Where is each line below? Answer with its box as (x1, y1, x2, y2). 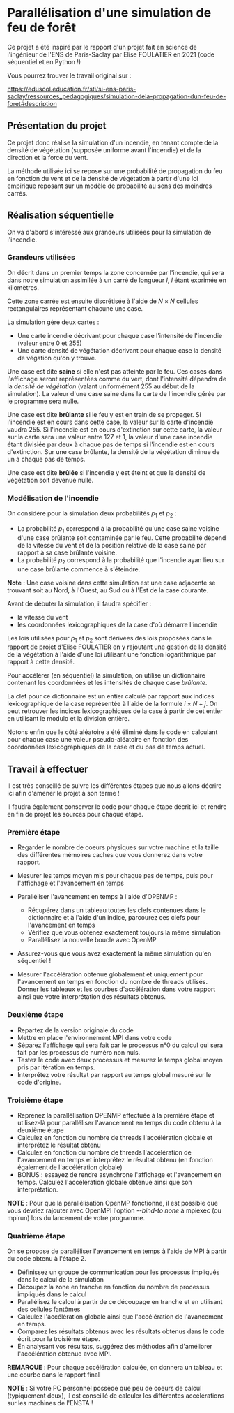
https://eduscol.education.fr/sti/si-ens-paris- (7, 85, 136, 93)
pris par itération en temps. (17, 1063, 95, 1071)
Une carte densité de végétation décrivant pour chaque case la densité (17, 346, 221, 354)
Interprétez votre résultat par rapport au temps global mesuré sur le (17, 1070, 212, 1078)
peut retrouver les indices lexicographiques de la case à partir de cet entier (7, 707, 223, 715)
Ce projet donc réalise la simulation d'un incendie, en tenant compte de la (7, 138, 219, 147)
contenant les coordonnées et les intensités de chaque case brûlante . (7, 679, 208, 687)
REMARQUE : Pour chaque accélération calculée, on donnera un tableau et (7, 1363, 223, 1372)
